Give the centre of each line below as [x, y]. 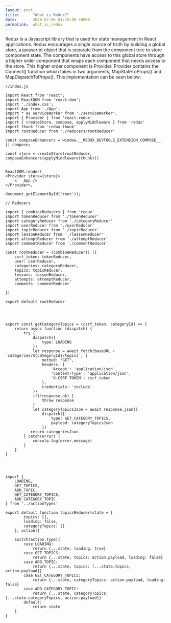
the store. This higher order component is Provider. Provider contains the [82, 66]
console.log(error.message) [63, 441]
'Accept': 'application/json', [84, 369]
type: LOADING [57, 342]
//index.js [17, 87]
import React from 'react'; [35, 95]
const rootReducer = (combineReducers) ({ [51, 253]
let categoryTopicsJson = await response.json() [85, 410]
